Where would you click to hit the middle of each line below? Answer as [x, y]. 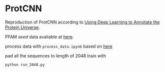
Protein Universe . [23, 27]
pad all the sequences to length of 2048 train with [56, 56]
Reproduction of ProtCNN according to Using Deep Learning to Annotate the [82, 22]
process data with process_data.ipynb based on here [59, 46]
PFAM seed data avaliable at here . [40, 37]
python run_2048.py [25, 65]
